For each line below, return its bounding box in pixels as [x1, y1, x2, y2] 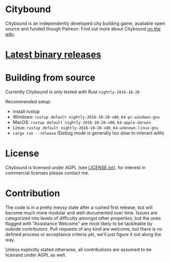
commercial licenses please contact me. [5, 170, 90, 176]
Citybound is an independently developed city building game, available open [5, 20, 165, 26]
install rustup [12, 108, 40, 115]
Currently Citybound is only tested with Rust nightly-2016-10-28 [5, 89, 140, 95]
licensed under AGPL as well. [5, 252, 66, 258]
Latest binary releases [5, 49, 101, 60]
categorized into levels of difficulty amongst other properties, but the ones [5, 215, 161, 221]
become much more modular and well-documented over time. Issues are [5, 209, 158, 216]
